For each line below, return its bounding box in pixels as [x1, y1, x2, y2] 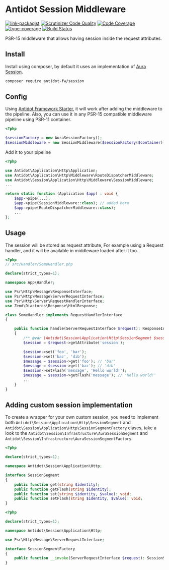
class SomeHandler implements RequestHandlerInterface [5, 312, 123, 317]
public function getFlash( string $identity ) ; [14, 487, 112, 492]
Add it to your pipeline [5, 149, 51, 155]
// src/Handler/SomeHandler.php [5, 262, 73, 267]
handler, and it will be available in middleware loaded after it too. [5, 247, 138, 253]
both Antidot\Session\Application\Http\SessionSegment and [5, 420, 131, 426]
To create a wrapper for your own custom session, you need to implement [5, 414, 158, 420]
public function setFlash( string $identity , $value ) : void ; [14, 496, 143, 501]
